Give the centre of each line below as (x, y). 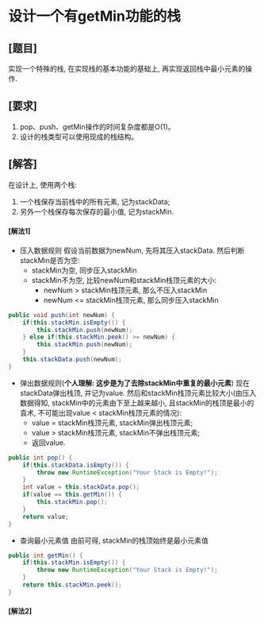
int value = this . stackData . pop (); (81, 487)
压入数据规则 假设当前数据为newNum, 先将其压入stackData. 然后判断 (132, 250)
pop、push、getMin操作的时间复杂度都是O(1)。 (98, 126)
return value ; (46, 517)
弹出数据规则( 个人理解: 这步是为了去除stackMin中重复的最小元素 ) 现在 (135, 383)
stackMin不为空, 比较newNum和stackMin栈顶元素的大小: (124, 280)
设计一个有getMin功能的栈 (94, 16)
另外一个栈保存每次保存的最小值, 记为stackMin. (97, 211)
